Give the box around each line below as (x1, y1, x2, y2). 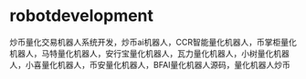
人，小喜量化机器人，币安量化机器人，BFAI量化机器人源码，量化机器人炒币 (9, 59, 290, 70)
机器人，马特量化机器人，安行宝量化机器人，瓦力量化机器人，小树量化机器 (9, 47, 290, 59)
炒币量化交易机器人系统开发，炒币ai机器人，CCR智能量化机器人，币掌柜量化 (9, 36, 297, 47)
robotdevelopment (9, 5, 153, 26)
